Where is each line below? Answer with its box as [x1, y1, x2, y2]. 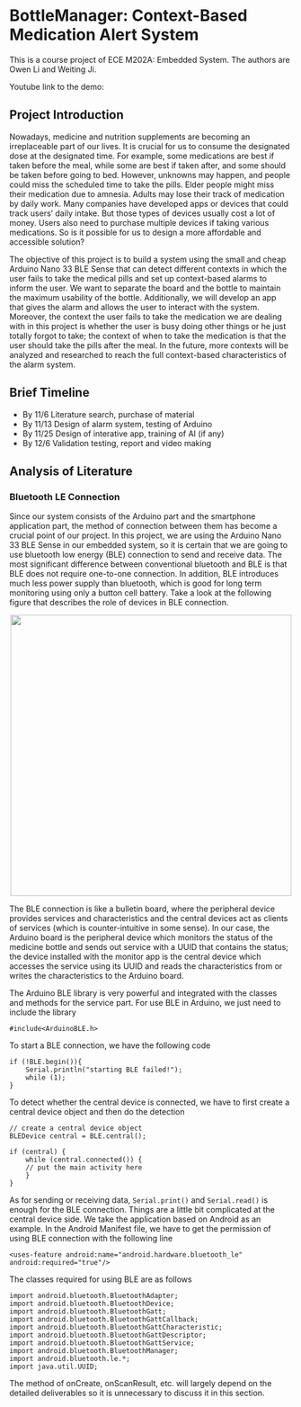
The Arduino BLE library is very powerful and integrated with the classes [9, 988, 278, 999]
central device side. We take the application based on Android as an [9, 1214, 261, 1224]
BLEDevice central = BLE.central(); [9, 1132, 146, 1141]
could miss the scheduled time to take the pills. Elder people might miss [9, 179, 275, 190]
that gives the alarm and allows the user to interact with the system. [9, 301, 261, 312]
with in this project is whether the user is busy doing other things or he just [9, 320, 287, 331]
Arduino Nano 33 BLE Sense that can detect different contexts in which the [9, 263, 288, 274]
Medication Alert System [9, 24, 199, 45]
